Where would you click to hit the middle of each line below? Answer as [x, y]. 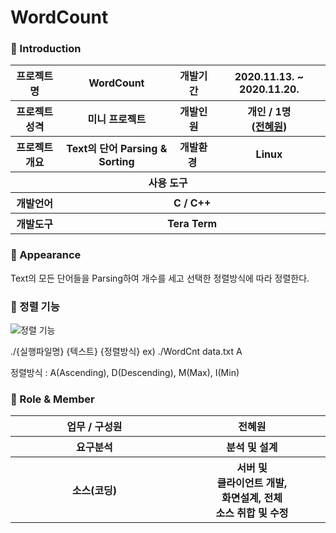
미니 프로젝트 [117, 119]
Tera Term [192, 224]
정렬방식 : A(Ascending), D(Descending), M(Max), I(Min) [125, 373]
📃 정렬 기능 [35, 306]
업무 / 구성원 [94, 427]
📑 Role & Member [52, 399]
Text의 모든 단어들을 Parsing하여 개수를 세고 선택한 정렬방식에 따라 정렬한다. [160, 278]
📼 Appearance [46, 255]
